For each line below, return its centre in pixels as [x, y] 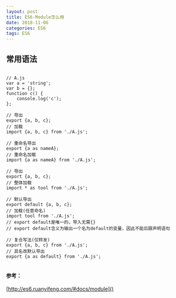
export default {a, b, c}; [39, 204]
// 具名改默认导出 [26, 251]
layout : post [22, 12]
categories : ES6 [26, 28]
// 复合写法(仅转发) [28, 240]
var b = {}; [21, 88]
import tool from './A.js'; [41, 216]
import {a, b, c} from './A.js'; [47, 132]
